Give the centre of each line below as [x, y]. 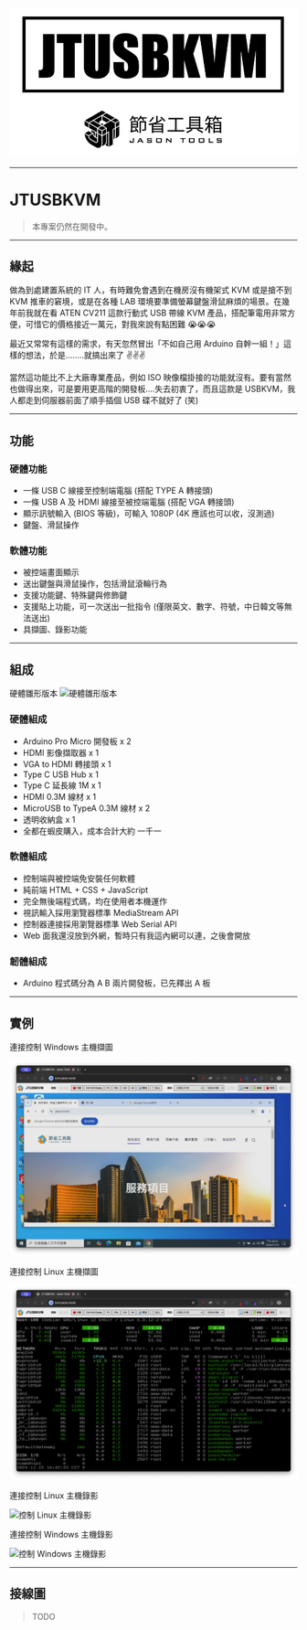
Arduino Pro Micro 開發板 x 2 [77, 741]
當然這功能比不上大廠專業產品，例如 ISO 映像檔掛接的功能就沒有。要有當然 [151, 378]
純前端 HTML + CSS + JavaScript [85, 890]
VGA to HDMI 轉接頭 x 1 [67, 764]
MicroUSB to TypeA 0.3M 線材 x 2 [86, 808]
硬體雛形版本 [33, 694]
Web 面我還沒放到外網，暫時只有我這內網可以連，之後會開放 [137, 935]
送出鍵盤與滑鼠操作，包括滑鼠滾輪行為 [95, 584]
